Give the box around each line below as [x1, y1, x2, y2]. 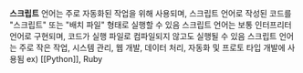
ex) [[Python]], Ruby [26, 54, 103, 64]
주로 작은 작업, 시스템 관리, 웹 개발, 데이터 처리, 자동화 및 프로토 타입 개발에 [18, 42, 286, 53]
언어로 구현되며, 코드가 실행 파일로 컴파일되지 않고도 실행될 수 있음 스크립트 [9, 31, 277, 41]
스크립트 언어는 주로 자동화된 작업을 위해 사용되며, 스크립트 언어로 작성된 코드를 [9, 8, 292, 18]
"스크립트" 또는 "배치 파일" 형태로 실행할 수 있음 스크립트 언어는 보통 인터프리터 [9, 19, 292, 30]
